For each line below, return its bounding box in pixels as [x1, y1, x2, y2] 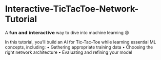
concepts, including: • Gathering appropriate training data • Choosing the [5, 44, 153, 50]
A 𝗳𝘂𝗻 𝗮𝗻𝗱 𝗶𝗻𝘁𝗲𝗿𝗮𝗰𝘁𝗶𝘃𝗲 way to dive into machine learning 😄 [5, 30, 129, 35]
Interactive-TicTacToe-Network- [5, 3, 139, 15]
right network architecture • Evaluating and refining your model [5, 49, 133, 55]
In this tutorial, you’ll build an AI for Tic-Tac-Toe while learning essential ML [5, 39, 156, 45]
